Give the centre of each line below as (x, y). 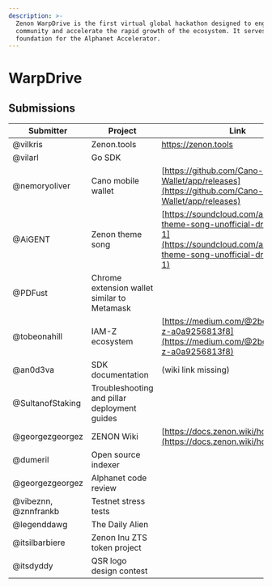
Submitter (48, 131)
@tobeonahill (38, 336)
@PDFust (30, 293)
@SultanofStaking (47, 403)
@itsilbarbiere (39, 543)
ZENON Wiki (115, 437)
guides (104, 419)
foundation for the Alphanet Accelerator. (88, 38)
